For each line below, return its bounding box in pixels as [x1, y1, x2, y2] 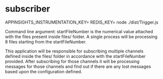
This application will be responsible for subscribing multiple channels [5, 48, 144, 54]
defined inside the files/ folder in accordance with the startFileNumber [5, 53, 146, 59]
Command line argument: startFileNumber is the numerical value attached [5, 28, 153, 34]
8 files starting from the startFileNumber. [5, 39, 87, 44]
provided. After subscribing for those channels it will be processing [5, 58, 140, 64]
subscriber [5, 3, 50, 14]
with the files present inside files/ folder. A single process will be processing [5, 34, 158, 39]
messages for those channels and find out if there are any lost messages [5, 64, 151, 69]
